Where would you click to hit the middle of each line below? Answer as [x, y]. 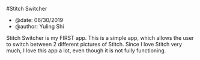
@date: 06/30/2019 [39, 20]
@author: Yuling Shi [39, 26]
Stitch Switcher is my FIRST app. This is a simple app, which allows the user [100, 38]
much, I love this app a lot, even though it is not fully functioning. [86, 50]
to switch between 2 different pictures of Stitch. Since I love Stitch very [94, 44]
